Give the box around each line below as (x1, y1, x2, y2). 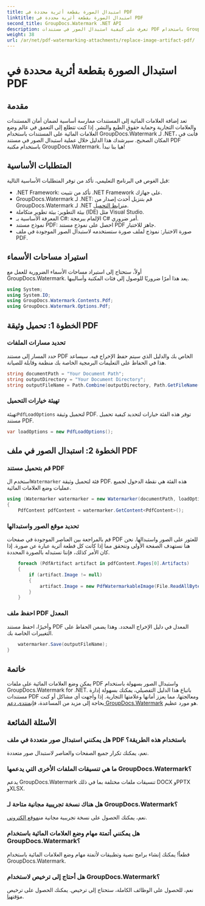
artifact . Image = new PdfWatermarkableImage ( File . (39, 583, 171, 589)
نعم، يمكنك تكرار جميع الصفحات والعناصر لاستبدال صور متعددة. (7, 749, 149, 756)
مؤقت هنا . (7, 893, 24, 901)
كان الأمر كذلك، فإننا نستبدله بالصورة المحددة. (7, 549, 110, 556)
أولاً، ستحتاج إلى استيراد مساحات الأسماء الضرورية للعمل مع (7, 268, 142, 275)
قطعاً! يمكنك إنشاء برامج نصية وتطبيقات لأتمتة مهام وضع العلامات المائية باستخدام (7, 850, 190, 858)
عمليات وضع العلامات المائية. (7, 484, 72, 491)
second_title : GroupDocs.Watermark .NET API (7, 20, 122, 26)
